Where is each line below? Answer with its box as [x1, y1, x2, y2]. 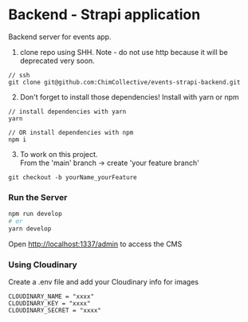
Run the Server [8, 191, 68, 202]
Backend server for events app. [8, 32, 112, 41]
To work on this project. [19, 149, 98, 159]
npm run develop [8, 210, 62, 218]
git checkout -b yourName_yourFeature [8, 173, 137, 181]
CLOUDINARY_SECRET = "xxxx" [8, 307, 102, 315]
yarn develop [8, 225, 52, 233]
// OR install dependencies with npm [8, 128, 134, 136]
